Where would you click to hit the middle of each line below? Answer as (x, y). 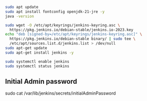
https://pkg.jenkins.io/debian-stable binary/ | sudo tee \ (73, 39)
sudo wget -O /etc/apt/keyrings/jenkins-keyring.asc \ (63, 25)
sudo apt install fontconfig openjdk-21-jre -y (55, 12)
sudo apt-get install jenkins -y (39, 52)
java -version (20, 16)
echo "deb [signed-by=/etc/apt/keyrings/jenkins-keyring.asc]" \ (73, 34)
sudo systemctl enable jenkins (37, 62)
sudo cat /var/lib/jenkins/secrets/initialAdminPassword (60, 93)
